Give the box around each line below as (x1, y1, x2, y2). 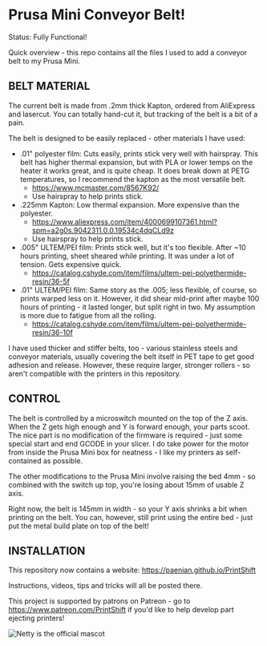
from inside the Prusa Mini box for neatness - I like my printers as (8, 447, 225, 457)
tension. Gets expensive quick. (19, 259, 122, 269)
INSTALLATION (8, 543, 86, 558)
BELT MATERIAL (8, 79, 91, 93)
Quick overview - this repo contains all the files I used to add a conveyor (8, 47, 247, 57)
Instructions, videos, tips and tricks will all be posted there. (8, 581, 203, 591)
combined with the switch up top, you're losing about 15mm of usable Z (8, 479, 245, 490)
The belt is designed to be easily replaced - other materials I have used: (8, 133, 246, 143)
